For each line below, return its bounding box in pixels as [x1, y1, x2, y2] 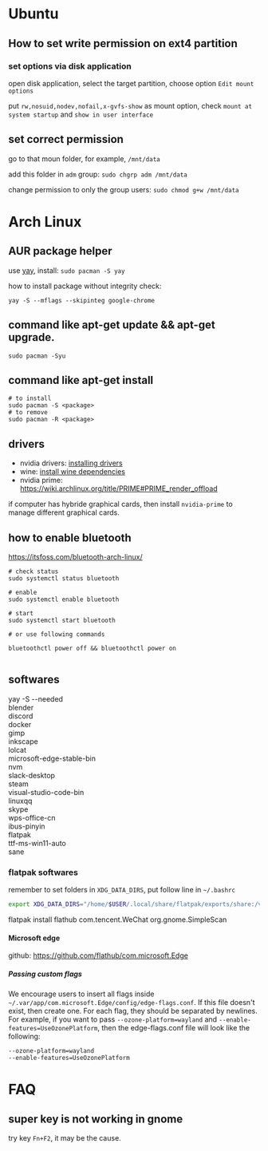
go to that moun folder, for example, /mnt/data [8, 153, 161, 164]
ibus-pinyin [8, 821, 45, 831]
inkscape [8, 736, 38, 746]
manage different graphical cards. [8, 508, 120, 517]
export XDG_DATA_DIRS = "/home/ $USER [8, 900, 127, 908]
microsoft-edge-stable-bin [8, 753, 96, 763]
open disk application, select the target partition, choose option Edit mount [8, 78, 254, 88]
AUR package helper [8, 244, 113, 258]
